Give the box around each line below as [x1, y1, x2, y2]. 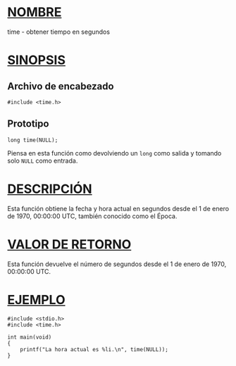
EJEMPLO [7, 291, 66, 308]
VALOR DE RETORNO [7, 236, 132, 252]
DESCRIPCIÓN [7, 181, 93, 197]
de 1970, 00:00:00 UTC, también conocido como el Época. [7, 212, 178, 220]
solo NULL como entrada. [7, 156, 78, 165]
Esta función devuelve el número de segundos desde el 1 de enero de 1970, [7, 260, 227, 268]
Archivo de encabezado [7, 80, 114, 92]
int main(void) [7, 334, 52, 341]
